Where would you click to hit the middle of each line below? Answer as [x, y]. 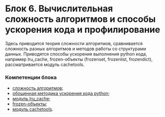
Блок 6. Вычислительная [59, 9]
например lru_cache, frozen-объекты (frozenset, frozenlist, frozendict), [79, 59]
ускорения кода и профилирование [83, 30]
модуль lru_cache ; [31, 99]
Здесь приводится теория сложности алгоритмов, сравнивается [74, 43]
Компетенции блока [31, 77]
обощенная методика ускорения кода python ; [61, 93]
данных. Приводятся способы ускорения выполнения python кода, [76, 54]
